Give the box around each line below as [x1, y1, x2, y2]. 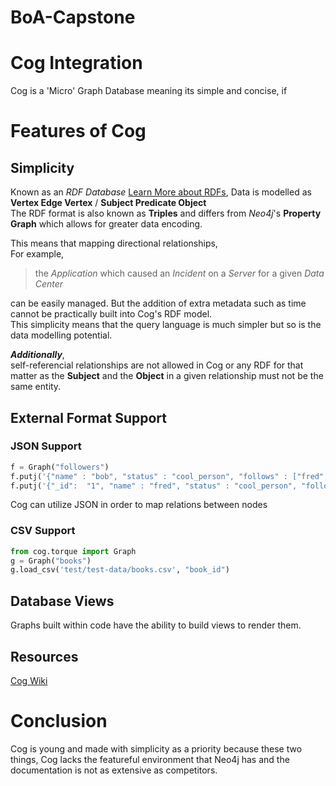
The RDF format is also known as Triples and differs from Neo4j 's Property [10, 207, 322, 220]
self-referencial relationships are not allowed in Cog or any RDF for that [10, 359, 304, 371]
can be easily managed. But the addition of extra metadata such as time [10, 297, 307, 310]
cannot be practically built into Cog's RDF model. [10, 308, 213, 320]
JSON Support [10, 439, 82, 453]
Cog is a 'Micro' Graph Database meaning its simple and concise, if [10, 85, 288, 97]
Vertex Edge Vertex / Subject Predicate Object [10, 197, 207, 209]
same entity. [10, 381, 62, 393]
